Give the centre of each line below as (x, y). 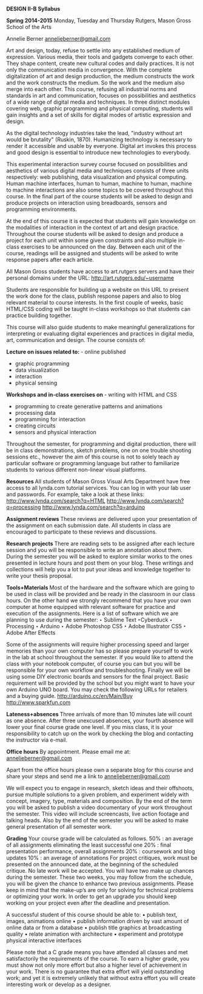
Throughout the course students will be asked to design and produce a (95, 234)
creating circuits (35, 426)
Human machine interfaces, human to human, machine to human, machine (99, 183)
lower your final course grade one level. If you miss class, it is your (89, 727)
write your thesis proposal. (40, 576)
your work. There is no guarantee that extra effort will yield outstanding (95, 972)
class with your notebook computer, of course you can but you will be (93, 664)
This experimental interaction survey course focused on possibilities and (97, 164)
